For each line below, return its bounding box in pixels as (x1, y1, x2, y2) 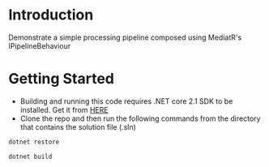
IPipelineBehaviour (8, 41, 71, 50)
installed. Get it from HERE (19, 105, 109, 114)
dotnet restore (8, 138, 60, 146)
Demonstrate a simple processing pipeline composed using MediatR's (8, 32, 242, 42)
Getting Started (8, 70, 115, 88)
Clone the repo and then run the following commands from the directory (19, 113, 261, 123)
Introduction (8, 6, 94, 24)
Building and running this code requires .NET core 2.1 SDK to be (19, 96, 233, 106)
